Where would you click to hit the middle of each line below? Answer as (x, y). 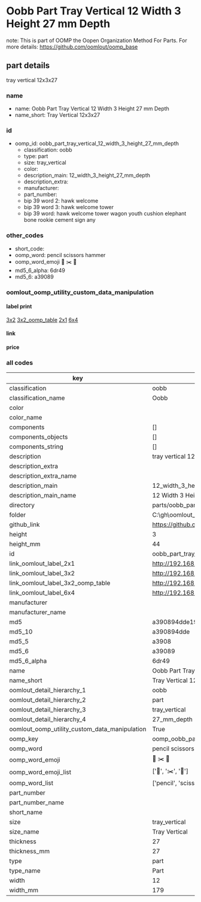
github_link (25, 524)
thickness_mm (30, 851)
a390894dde (171, 632)
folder (18, 515)
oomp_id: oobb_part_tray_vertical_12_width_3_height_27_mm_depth (97, 144)
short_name (26, 812)
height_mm (25, 544)
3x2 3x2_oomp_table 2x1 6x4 (42, 319)
